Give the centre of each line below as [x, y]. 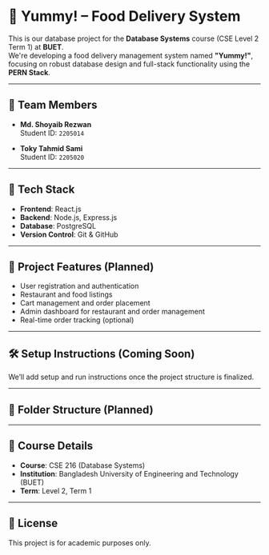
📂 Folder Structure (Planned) [81, 410]
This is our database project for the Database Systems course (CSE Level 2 [134, 38]
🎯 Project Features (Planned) [81, 267]
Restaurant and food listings [66, 294]
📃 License [33, 523]
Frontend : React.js [50, 209]
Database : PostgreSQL [58, 226]
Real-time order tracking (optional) [77, 320]
